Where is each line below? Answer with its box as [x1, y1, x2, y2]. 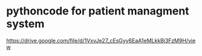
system [6, 17, 45, 31]
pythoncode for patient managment [6, 4, 189, 18]
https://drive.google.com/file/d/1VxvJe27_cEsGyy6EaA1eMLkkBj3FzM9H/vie [6, 37, 196, 44]
